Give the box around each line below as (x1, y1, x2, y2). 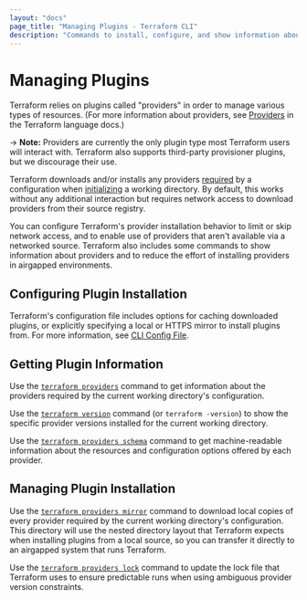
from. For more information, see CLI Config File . (9, 330, 189, 341)
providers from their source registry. (9, 203, 146, 215)
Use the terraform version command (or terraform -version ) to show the (9, 407, 289, 418)
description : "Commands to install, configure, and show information (9, 30, 281, 39)
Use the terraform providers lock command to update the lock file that (9, 562, 281, 573)
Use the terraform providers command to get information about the (9, 380, 267, 391)
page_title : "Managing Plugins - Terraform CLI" (9, 22, 198, 31)
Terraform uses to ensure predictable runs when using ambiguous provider (9, 572, 292, 583)
